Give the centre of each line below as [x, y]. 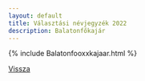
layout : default [35, 16]
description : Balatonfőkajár [57, 30]
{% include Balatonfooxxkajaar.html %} [73, 54]
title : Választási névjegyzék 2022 [68, 23]
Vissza [19, 69]
